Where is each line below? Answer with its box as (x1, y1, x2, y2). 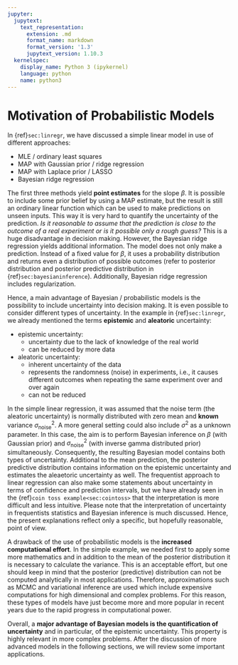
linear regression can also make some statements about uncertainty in (7, 478, 213, 487)
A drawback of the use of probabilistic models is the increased (7, 537, 192, 546)
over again (28, 383, 60, 392)
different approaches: (7, 138, 71, 147)
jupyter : (7, 10, 33, 18)
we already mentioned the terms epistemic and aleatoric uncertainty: (7, 316, 212, 325)
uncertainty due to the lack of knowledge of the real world (28, 338, 199, 346)
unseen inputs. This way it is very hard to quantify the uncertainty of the (7, 212, 219, 220)
